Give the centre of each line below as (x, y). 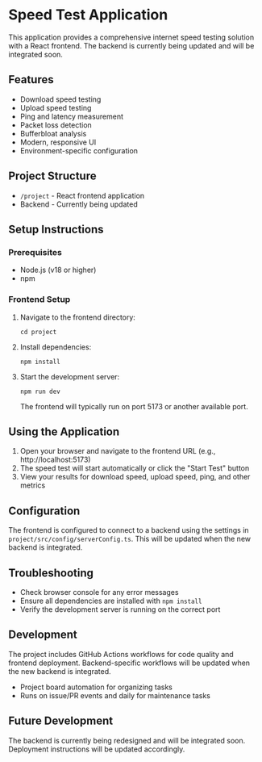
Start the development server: (70, 376)
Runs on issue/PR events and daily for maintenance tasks (115, 695)
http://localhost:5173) (55, 460)
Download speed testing (60, 99)
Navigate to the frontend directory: (77, 317)
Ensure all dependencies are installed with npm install (111, 601)
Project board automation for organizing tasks (96, 687)
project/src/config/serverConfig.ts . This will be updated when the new (130, 539)
